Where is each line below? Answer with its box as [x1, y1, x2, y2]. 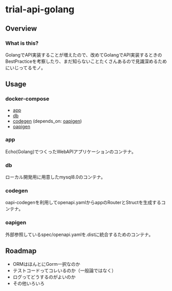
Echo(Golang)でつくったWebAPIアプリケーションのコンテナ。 [5, 148, 136, 155]
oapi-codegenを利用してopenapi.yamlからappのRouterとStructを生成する [5, 199, 162, 206]
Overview [5, 24, 37, 33]
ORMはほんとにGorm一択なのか [12, 261, 81, 267]
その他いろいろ [12, 280, 45, 286]
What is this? [5, 40, 39, 47]
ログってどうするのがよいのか [12, 274, 76, 280]
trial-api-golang [5, 4, 74, 15]
